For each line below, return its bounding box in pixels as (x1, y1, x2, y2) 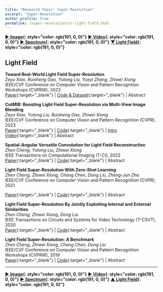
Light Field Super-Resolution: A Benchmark (5, 237, 95, 242)
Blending (5, 107, 24, 112)
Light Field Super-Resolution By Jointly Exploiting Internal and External (5, 201, 151, 207)
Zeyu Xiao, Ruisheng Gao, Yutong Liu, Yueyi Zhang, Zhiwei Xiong (5, 76, 136, 83)
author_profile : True (5, 16, 49, 21)
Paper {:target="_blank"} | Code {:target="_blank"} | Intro (5, 128, 117, 133)
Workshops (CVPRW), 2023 (5, 87, 61, 93)
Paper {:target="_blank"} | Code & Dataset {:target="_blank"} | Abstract (5, 92, 146, 98)
